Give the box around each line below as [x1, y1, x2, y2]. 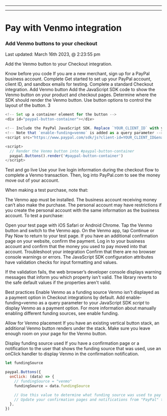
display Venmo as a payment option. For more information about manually [5, 305, 157, 311]
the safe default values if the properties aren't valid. [5, 279, 111, 285]
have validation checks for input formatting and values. [5, 260, 118, 266]
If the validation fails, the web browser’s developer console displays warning [5, 269, 162, 275]
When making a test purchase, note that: [5, 187, 88, 193]
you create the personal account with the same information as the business [5, 207, 160, 213]
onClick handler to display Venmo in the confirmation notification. [5, 351, 139, 357]
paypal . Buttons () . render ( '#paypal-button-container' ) [9, 153, 123, 158]
